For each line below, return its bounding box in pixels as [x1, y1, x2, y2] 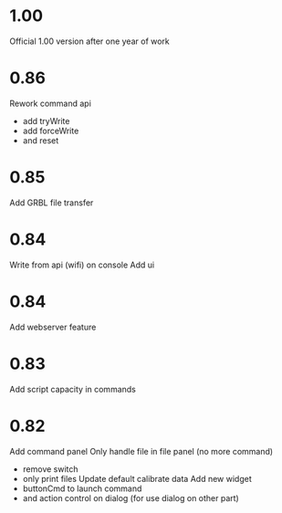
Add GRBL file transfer [9, 197, 94, 208]
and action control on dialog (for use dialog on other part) [22, 492, 239, 503]
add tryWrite [22, 115, 70, 126]
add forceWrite [22, 125, 79, 136]
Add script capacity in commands [9, 383, 137, 394]
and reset [22, 134, 59, 146]
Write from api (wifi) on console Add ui [9, 259, 155, 270]
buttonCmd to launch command [22, 483, 142, 494]
